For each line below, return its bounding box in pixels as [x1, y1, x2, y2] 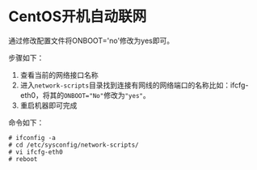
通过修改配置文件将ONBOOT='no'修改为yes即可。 [8, 36, 175, 45]
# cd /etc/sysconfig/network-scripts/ [8, 141, 139, 149]
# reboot [8, 155, 38, 163]
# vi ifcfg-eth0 [8, 147, 63, 156]
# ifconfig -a [8, 134, 57, 142]
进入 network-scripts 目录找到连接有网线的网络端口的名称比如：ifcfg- [19, 80, 249, 90]
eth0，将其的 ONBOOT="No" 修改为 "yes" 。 [19, 90, 151, 100]
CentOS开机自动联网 [8, 7, 147, 26]
